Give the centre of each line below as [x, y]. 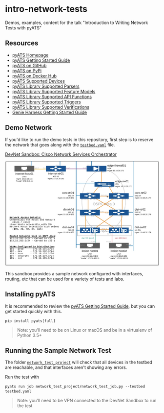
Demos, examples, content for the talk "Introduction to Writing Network [77, 23]
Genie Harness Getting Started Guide [49, 112]
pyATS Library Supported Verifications [51, 107]
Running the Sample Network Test [58, 351]
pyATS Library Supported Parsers [46, 86]
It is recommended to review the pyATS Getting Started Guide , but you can [80, 306]
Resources [22, 43]
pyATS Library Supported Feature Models [54, 91]
